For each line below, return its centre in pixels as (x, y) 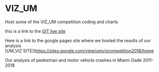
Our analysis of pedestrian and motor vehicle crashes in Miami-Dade (73, 60)
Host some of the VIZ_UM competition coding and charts (62, 22)
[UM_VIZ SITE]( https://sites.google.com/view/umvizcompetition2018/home (79, 51)
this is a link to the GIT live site (35, 31)
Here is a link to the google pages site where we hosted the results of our (78, 40)
